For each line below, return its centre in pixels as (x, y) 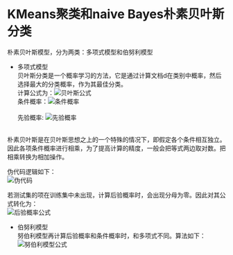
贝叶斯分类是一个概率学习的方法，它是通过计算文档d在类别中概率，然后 (119, 75)
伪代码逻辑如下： (32, 171)
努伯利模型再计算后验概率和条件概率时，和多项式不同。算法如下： (111, 236)
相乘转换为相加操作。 (37, 157)
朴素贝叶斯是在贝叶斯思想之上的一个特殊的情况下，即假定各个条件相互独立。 (116, 139)
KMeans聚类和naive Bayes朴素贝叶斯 (116, 14)
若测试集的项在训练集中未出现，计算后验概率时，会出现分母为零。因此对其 (113, 195)
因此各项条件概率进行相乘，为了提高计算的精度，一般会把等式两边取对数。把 (116, 148)
